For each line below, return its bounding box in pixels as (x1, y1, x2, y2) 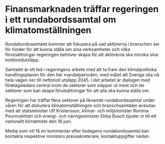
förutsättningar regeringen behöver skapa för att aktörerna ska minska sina (5, 51, 159, 58)
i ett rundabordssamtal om (5, 14, 116, 25)
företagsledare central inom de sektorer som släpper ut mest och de (5, 82, 145, 88)
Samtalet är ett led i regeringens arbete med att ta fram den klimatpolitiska (5, 66, 157, 72)
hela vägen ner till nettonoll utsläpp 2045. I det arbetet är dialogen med (5, 77, 150, 83)
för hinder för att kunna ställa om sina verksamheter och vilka (5, 46, 130, 52)
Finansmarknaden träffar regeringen (5, 3, 159, 15)
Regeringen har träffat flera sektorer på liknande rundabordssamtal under (5, 97, 155, 103)
